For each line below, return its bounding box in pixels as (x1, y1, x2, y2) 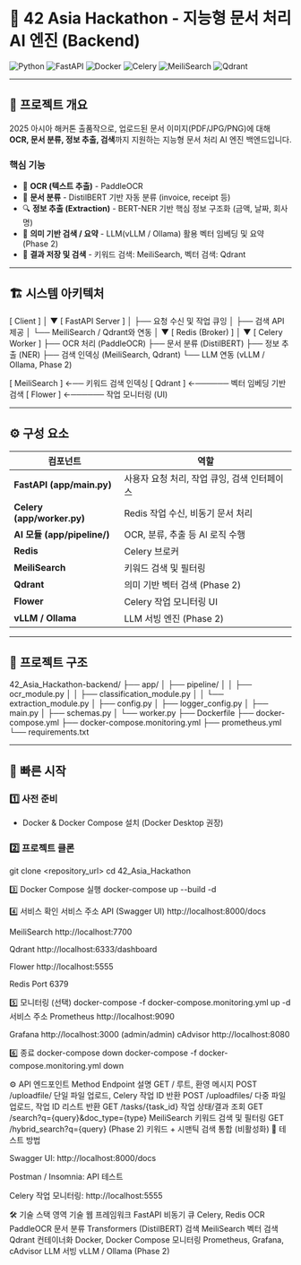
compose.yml (9, 718, 60, 728)
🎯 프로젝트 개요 (9, 98, 88, 113)
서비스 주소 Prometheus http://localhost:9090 (9, 1011, 175, 1022)
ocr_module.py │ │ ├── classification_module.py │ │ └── (9, 689, 224, 700)
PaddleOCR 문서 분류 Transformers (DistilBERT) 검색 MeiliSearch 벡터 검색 (9, 1224, 279, 1235)
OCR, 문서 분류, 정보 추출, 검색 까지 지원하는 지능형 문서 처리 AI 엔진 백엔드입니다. (9, 133, 292, 144)
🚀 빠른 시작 (9, 763, 67, 779)
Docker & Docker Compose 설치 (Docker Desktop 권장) (21, 817, 224, 829)
